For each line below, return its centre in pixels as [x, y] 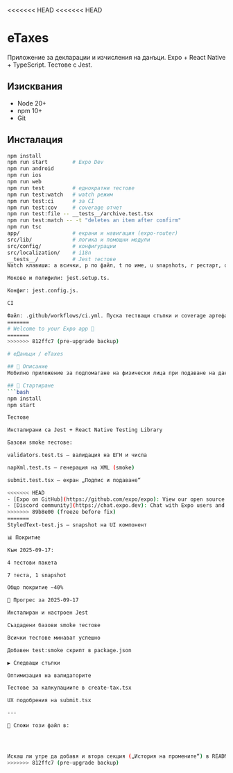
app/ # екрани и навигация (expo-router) [93, 233]
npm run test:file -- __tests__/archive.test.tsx [80, 214]
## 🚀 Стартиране [31, 385]
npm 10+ [30, 110]
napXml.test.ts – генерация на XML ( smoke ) [71, 467]
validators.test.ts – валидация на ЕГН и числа [77, 455]
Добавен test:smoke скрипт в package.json [69, 650]
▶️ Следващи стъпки [34, 663]
